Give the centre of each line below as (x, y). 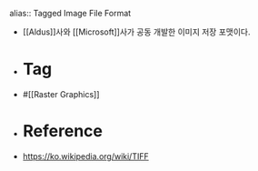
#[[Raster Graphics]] (61, 94)
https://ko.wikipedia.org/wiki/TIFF (85, 156)
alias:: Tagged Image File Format (70, 13)
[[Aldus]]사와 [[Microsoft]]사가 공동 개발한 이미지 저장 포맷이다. (136, 32)
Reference (62, 131)
